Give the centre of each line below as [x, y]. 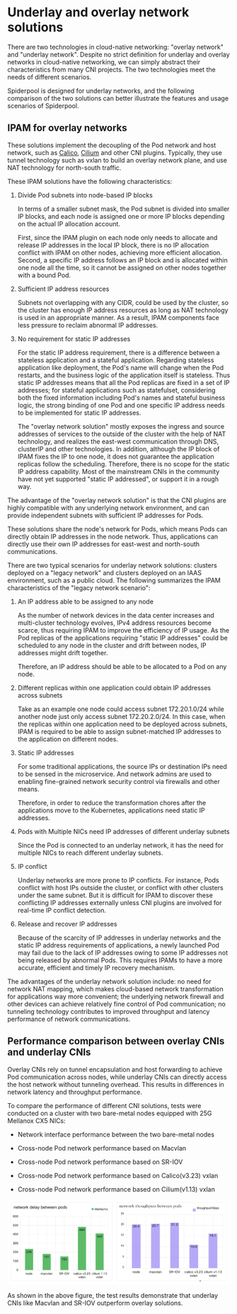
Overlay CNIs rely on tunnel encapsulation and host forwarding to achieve [115, 1069]
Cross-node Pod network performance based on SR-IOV [100, 1162]
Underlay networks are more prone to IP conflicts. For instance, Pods [118, 880]
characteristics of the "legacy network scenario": [79, 587]
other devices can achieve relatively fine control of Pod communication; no [117, 1004]
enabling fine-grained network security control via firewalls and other [119, 781]
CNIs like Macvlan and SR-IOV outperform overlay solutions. [95, 1303]
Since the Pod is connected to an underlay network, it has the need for [121, 845]
